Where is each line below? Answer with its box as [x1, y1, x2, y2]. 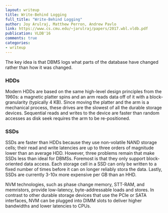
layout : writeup [5, 7, 39, 13]
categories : [5, 40, 30, 46]
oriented [5, 161, 23, 167]
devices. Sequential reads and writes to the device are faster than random [5, 110, 159, 116]
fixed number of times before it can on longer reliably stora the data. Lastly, [5, 166, 162, 173]
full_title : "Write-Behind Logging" [5, 17, 82, 22]
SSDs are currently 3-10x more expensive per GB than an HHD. [5, 172, 137, 178]
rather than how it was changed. [5, 64, 73, 70]
